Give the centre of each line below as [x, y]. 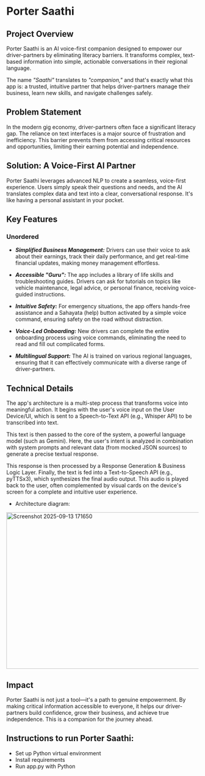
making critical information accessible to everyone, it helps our [85, 706]
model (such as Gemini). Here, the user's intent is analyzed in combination [100, 441]
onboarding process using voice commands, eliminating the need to [100, 337]
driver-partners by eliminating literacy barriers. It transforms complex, [94, 55]
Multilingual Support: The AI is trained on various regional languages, [103, 356]
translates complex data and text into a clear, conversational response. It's [100, 194]
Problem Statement [44, 112]
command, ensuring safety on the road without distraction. [89, 319]
